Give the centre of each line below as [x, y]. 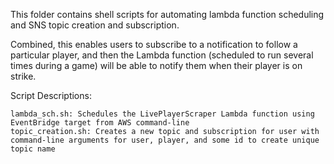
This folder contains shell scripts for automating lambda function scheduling [167, 14]
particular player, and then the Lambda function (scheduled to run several [162, 55]
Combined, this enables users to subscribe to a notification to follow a [154, 44]
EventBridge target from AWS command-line [100, 123]
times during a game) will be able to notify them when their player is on [156, 65]
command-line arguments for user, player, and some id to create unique [165, 140]
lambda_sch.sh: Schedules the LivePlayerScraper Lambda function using [162, 114]
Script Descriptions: [51, 95]
